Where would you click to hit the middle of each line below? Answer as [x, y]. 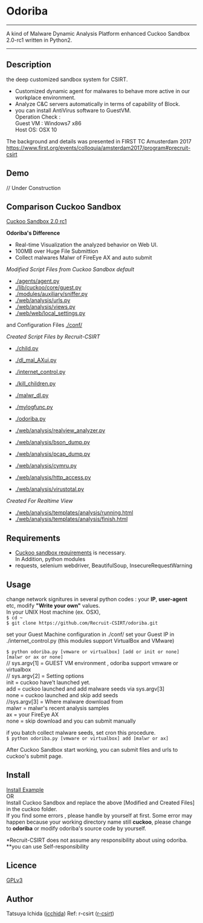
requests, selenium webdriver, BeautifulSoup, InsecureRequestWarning [104, 566]
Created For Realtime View [40, 501]
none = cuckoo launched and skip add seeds [62, 695]
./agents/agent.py [37, 281]
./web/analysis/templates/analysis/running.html [74, 513]
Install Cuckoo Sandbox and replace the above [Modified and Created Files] [101, 803]
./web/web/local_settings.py [50, 314]
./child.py [27, 349]
